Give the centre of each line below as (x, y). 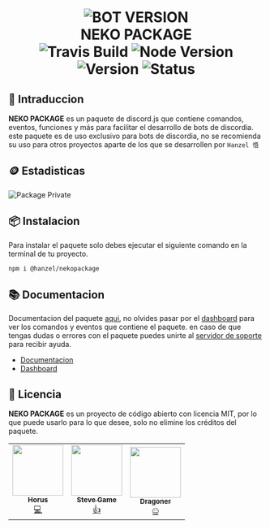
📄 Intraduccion (46, 99)
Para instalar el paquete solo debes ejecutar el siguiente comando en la (128, 245)
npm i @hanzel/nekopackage (54, 268)
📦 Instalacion (44, 221)
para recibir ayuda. (40, 345)
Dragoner (156, 501)
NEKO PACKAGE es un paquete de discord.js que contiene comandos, (126, 119)
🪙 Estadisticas (47, 171)
